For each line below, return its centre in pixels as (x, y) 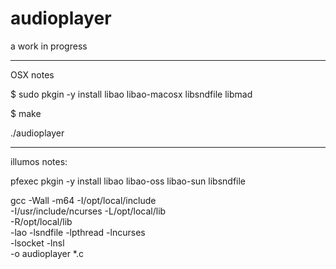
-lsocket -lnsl (37, 243)
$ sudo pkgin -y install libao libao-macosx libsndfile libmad (131, 94)
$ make (26, 113)
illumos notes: (39, 161)
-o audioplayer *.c (47, 253)
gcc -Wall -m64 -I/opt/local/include (83, 200)
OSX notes (32, 74)
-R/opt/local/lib (41, 221)
